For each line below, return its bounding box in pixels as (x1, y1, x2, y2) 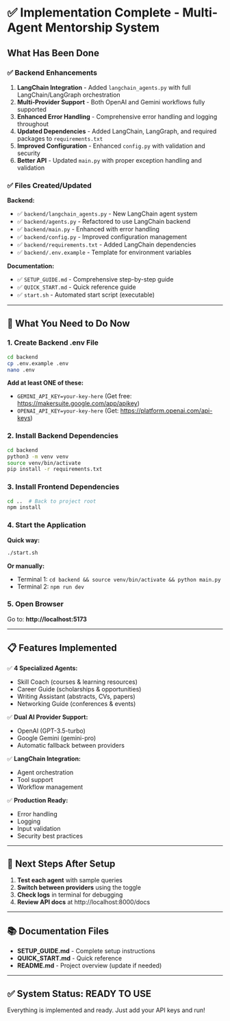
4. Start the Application (7, 520, 86, 530)
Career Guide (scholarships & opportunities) (16, 685, 142, 693)
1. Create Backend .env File (7, 338, 99, 347)
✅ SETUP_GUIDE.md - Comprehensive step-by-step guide (16, 275, 174, 284)
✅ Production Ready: (7, 796, 68, 804)
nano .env (7, 366, 36, 374)
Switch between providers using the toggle (16, 884, 142, 892)
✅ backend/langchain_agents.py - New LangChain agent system (16, 209, 198, 218)
